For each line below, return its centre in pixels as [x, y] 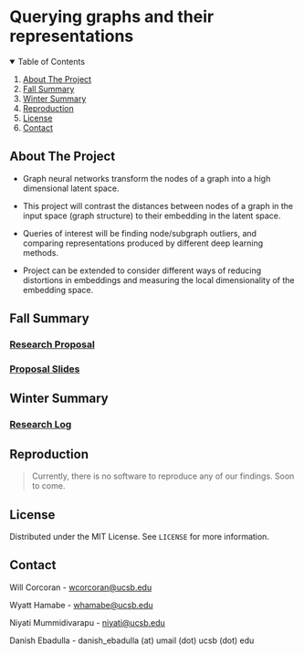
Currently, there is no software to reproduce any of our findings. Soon [163, 476]
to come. [48, 486]
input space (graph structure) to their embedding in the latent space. [152, 216]
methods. [41, 252]
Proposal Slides [45, 369]
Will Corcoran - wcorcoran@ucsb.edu [81, 587]
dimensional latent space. [71, 188]
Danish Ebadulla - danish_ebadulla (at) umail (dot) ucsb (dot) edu [132, 640]
